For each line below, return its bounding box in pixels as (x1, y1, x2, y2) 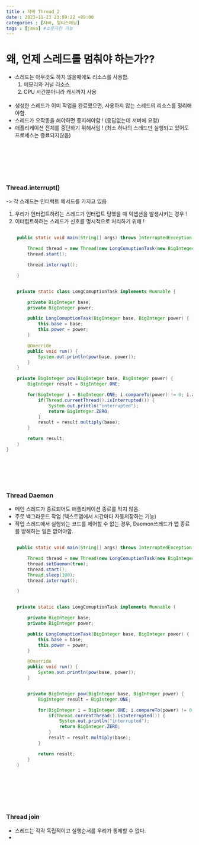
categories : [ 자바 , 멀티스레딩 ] (6, 20, 80, 26)
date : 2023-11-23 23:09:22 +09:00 (6, 14, 94, 20)
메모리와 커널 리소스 (23, 81, 70, 88)
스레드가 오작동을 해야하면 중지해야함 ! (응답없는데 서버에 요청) (14, 117, 160, 124)
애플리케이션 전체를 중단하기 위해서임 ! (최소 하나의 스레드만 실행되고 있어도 (14, 124, 190, 131)
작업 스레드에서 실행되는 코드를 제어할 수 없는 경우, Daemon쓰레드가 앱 (14, 520, 179, 527)
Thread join (6, 813, 40, 821)
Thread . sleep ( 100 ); (27, 572, 76, 578)
